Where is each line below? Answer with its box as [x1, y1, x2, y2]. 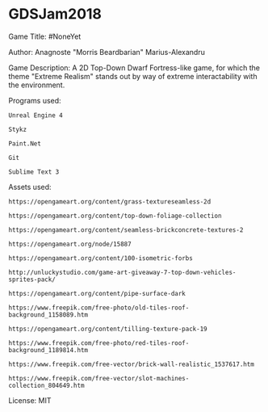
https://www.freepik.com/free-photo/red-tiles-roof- [8, 338, 190, 347]
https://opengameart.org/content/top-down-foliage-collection [8, 212, 222, 220]
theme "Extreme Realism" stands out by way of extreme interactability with [8, 71, 258, 81]
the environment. [8, 80, 65, 90]
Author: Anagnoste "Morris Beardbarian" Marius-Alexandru [8, 47, 206, 57]
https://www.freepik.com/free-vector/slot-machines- [8, 374, 190, 382]
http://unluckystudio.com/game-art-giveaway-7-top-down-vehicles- [8, 268, 237, 276]
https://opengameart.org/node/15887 [8, 240, 132, 248]
